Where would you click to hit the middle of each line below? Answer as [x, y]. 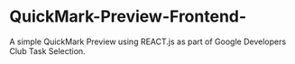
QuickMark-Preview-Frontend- [128, 17]
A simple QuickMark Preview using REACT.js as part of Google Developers [148, 41]
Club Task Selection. [47, 50]
